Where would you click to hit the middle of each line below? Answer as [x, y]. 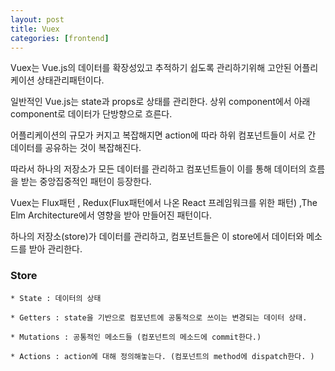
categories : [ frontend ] [60, 38]
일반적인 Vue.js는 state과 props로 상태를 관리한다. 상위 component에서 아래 [160, 102]
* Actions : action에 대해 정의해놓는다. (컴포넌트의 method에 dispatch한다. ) [162, 356]
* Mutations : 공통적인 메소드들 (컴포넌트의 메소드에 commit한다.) [136, 337]
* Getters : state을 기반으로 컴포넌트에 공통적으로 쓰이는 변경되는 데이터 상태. [159, 317]
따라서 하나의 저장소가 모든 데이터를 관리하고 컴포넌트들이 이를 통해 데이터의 [158, 169]
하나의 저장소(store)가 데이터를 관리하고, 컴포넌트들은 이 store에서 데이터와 [157, 237]
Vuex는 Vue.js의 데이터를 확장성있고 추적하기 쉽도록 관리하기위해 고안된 [151, 68]
